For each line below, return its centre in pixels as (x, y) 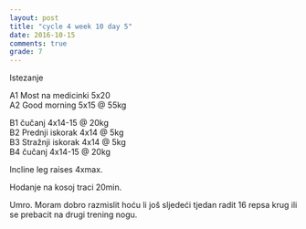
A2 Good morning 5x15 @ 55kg (68, 105)
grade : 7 (26, 52)
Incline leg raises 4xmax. (56, 170)
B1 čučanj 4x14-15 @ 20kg (59, 123)
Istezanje (26, 78)
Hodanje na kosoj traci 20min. (66, 187)
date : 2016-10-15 (42, 35)
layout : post (34, 18)
